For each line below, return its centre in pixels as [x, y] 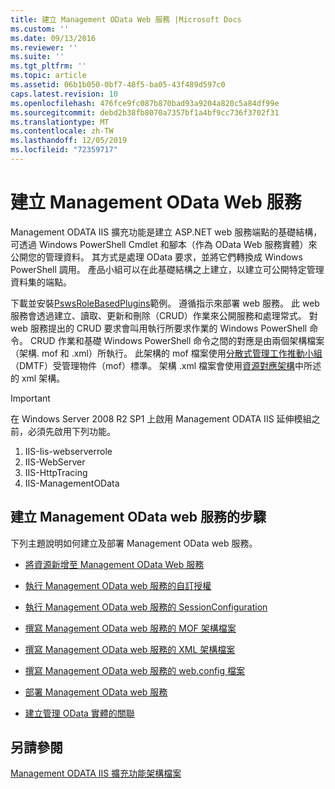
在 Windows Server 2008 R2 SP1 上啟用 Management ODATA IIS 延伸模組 [161, 418]
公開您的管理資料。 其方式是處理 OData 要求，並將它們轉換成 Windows [156, 257]
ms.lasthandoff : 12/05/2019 [69, 141]
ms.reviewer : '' [44, 47]
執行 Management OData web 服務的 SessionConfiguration [146, 607]
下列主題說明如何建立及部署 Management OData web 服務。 [134, 543]
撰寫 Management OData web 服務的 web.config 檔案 [134, 670]
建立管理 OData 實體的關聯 [79, 713]
